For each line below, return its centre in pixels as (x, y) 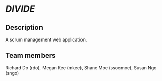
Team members (30, 55)
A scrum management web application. (46, 39)
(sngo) (12, 73)
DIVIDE (20, 9)
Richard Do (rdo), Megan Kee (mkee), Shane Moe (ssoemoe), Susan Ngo (81, 68)
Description (24, 28)
